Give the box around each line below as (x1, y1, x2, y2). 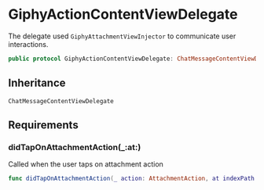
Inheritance (8, 77, 66, 90)
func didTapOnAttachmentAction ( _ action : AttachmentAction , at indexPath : (8, 174, 258, 183)
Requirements (8, 119, 79, 132)
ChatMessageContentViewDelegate (8, 97, 114, 105)
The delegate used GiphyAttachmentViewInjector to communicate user (8, 31, 236, 41)
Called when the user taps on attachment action (8, 160, 163, 169)
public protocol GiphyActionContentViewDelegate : (8, 55, 174, 63)
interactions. (8, 39, 49, 48)
